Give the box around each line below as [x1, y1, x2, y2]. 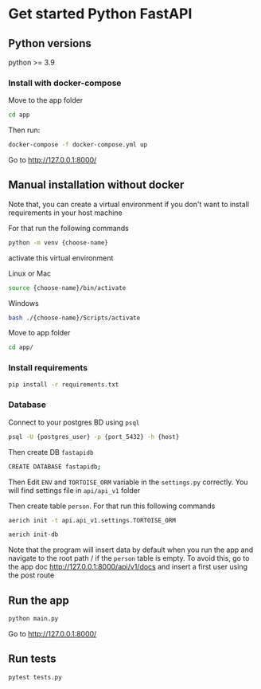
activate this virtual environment [8, 253, 114, 263]
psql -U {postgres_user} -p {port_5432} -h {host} [8, 433, 180, 440]
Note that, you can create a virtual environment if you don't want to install [8, 199, 249, 209]
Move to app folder [8, 328, 71, 338]
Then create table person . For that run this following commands [8, 501, 216, 511]
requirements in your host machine [8, 208, 123, 217]
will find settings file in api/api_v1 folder [8, 485, 141, 495]
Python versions [8, 37, 92, 50]
